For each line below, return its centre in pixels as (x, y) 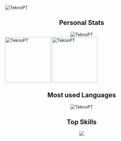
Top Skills (82, 122)
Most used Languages (82, 95)
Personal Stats (82, 23)
